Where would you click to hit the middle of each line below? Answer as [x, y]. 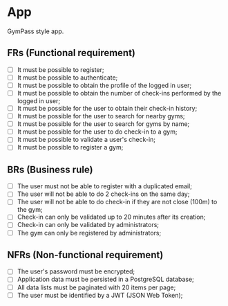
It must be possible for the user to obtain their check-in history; [107, 108]
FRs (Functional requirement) [72, 53]
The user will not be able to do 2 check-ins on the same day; [103, 194]
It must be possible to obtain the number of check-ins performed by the [119, 93]
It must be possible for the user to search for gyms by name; [103, 124]
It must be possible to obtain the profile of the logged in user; [104, 85]
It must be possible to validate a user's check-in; [86, 140]
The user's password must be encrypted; [76, 271]
